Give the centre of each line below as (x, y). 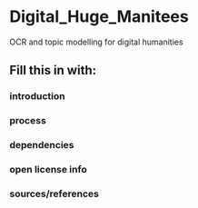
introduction (37, 96)
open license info (49, 170)
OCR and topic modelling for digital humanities (96, 42)
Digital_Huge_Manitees (99, 17)
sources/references (54, 193)
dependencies (42, 145)
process (28, 121)
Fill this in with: (53, 70)
